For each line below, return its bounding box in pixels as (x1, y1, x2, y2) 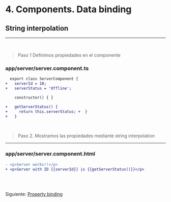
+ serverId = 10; (5, 81, 47, 86)
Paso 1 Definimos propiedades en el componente (17, 52, 121, 58)
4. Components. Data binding (5, 4, 132, 15)
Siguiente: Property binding (5, 191, 63, 197)
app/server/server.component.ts (5, 65, 89, 72)
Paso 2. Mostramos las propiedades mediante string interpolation (17, 133, 155, 139)
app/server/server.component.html (5, 150, 96, 158)
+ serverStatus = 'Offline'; (5, 86, 72, 91)
